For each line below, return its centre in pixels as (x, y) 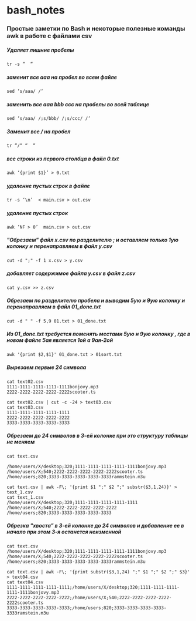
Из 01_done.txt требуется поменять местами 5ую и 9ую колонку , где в (99, 334)
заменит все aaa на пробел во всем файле (62, 77)
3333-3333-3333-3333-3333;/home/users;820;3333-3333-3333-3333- (87, 608)
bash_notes (36, 10)
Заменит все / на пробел (39, 131)
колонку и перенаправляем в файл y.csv (60, 246)
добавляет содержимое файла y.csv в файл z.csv (71, 273)
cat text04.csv (25, 582)
